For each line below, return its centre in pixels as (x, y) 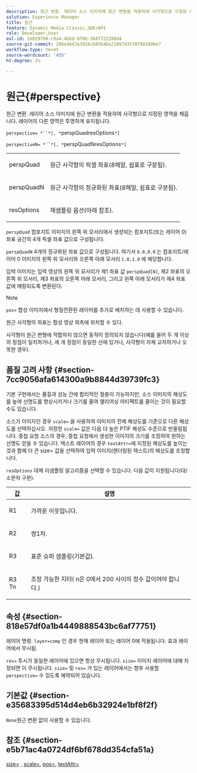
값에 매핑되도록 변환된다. (34, 286)
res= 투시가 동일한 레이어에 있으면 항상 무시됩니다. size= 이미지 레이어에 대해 (94, 661)
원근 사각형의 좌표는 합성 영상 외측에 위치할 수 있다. (64, 323)
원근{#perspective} (54, 96)
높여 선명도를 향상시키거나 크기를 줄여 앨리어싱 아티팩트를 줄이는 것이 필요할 (99, 402)
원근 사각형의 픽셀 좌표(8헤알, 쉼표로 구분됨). (108, 165)
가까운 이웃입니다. (54, 511)
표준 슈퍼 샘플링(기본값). (63, 557)
